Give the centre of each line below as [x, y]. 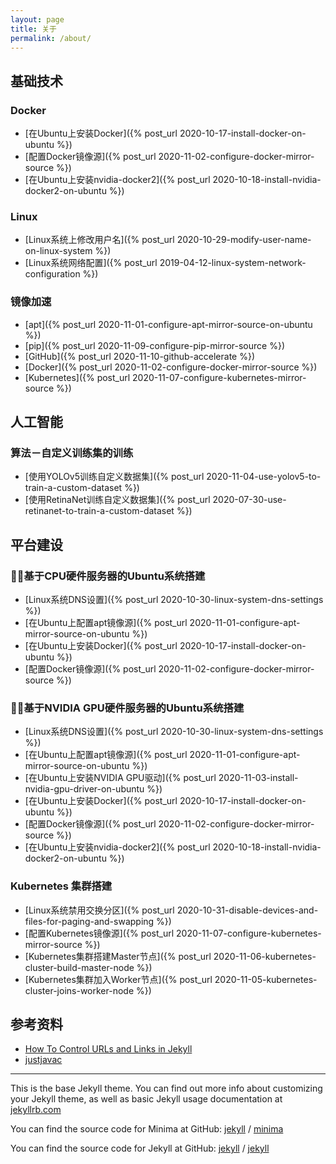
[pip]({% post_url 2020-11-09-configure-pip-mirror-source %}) [154, 345]
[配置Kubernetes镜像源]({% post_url [99, 933]
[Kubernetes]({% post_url [77, 377]
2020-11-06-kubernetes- [265, 956]
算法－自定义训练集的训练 [72, 453]
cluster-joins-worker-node [79, 990]
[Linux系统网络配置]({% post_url [91, 263]
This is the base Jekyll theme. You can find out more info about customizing [166, 1088]
